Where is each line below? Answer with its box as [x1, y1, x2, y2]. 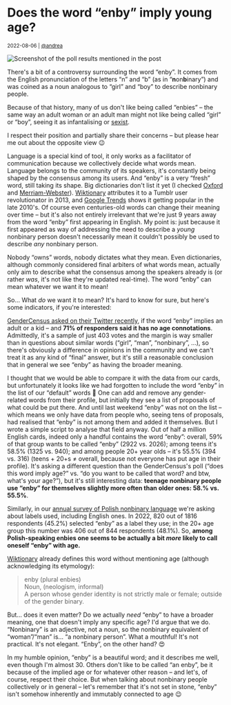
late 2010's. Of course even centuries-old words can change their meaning [7, 203, 221, 211]
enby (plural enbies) [23, 575, 81, 584]
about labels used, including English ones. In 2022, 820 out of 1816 [7, 512, 198, 520]
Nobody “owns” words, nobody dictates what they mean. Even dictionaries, [7, 253, 222, 261]
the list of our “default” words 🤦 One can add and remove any [7, 388, 182, 397]
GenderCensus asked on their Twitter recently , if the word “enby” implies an [7, 316, 223, 325]
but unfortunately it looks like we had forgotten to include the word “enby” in [7, 381, 224, 389]
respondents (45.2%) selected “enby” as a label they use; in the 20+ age [7, 519, 214, 527]
